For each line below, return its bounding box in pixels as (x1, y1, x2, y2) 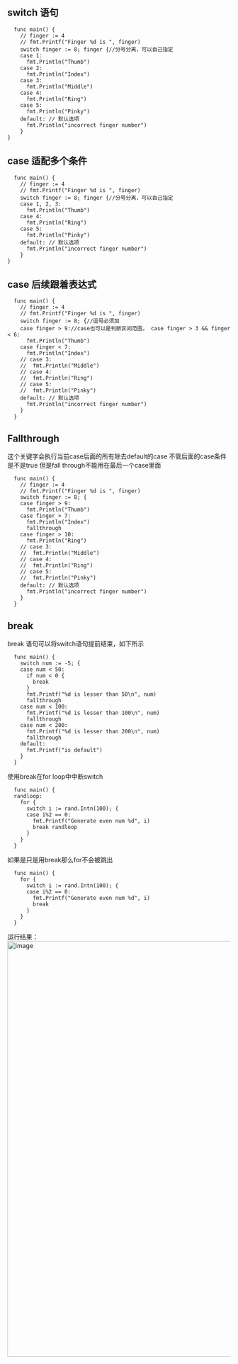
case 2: (20, 64, 42, 72)
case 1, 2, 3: (20, 201, 62, 208)
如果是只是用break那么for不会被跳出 (7, 856, 113, 864)
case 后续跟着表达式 (7, 278, 97, 291)
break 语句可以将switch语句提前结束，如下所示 (7, 640, 144, 648)
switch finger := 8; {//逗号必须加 (20, 317, 120, 325)
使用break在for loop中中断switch (7, 772, 103, 781)
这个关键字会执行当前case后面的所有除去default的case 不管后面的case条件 (7, 452, 227, 461)
